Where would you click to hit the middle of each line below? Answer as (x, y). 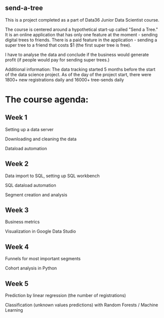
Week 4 (17, 247)
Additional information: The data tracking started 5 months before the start (80, 69)
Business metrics (23, 222)
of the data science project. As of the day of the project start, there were (78, 74)
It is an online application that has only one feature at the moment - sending (82, 34)
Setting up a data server (29, 129)
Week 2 (17, 164)
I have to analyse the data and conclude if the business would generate (77, 54)
